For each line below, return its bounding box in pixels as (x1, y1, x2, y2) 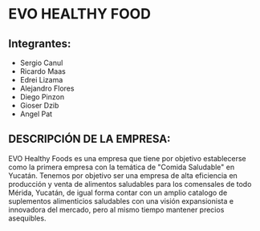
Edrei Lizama (19, 75, 63, 84)
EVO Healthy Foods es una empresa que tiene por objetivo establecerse (8, 153, 246, 163)
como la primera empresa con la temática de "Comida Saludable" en (8, 162, 235, 172)
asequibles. (8, 213, 47, 223)
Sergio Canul (19, 58, 63, 67)
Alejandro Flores (19, 83, 75, 93)
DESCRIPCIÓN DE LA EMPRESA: (8, 132, 171, 146)
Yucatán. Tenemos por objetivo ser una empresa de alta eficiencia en (8, 170, 238, 180)
